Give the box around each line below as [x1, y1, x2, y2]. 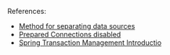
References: [7, 7, 46, 15]
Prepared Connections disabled [18, 30, 121, 39]
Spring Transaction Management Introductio [18, 38, 162, 47]
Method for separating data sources [18, 22, 136, 30]
